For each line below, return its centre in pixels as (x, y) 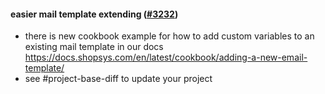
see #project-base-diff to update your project (118, 79)
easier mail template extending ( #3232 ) (94, 14)
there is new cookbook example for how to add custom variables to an (169, 36)
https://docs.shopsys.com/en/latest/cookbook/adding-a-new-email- (166, 57)
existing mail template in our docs (94, 47)
